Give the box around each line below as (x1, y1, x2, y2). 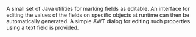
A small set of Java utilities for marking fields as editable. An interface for (6, 5, 190, 12)
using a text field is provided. (6, 24, 79, 31)
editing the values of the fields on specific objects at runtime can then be (6, 11, 190, 18)
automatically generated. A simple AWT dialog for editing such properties (6, 18, 191, 24)
